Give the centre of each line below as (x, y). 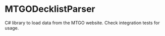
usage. (12, 28)
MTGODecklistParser (50, 9)
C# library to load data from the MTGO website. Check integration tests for (82, 23)
